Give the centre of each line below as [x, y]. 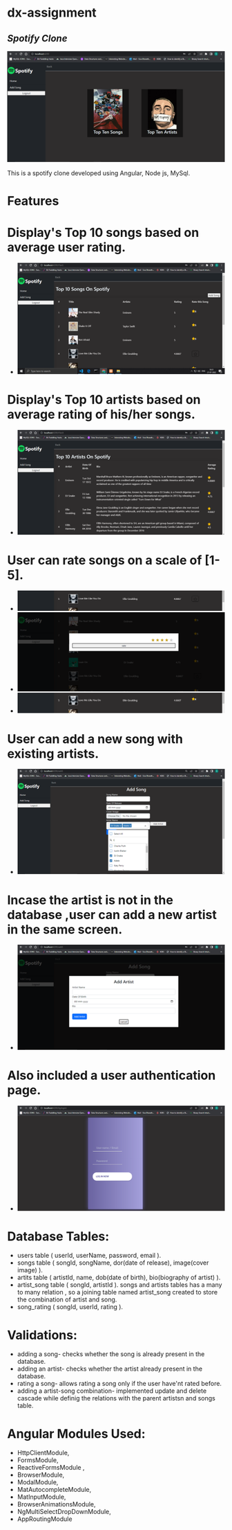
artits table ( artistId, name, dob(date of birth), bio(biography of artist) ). [119, 1278]
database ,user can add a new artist [112, 915]
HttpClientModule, [43, 1453]
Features [33, 201]
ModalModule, [38, 1482]
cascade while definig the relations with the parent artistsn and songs [116, 1398]
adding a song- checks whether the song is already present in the [111, 1354]
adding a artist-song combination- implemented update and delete [112, 1391]
